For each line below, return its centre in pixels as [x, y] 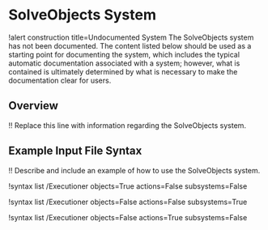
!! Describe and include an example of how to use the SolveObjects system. [134, 170]
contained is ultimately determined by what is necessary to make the [123, 71]
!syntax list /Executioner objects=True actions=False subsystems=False [128, 186]
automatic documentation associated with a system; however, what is [124, 63]
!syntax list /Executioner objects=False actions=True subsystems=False [128, 217]
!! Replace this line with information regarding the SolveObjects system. [128, 125]
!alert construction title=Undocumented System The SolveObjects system [131, 37]
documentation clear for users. [60, 80]
